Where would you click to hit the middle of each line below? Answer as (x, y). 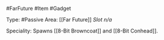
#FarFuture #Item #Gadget (38, 8)
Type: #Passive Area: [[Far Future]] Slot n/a (59, 19)
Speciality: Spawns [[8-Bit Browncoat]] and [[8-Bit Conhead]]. (82, 31)
